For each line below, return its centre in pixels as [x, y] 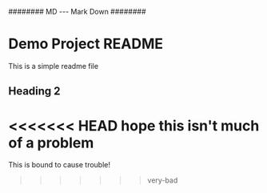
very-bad [163, 180]
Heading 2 [35, 91]
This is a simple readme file [53, 66]
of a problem [51, 143]
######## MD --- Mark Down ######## [77, 12]
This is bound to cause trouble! [59, 165]
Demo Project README [86, 44]
